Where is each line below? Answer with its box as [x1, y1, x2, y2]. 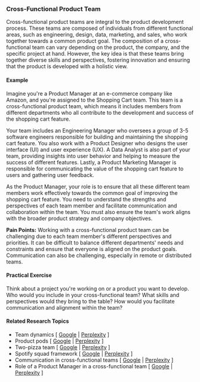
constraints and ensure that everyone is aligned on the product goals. [6, 245, 177, 252]
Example [6, 77, 29, 84]
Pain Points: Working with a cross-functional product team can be [6, 226, 169, 233]
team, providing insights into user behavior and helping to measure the [6, 152, 180, 160]
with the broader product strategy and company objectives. [6, 215, 153, 222]
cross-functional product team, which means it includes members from [6, 102, 181, 109]
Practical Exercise [6, 271, 52, 279]
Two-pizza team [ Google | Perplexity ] [14, 343, 110, 351]
